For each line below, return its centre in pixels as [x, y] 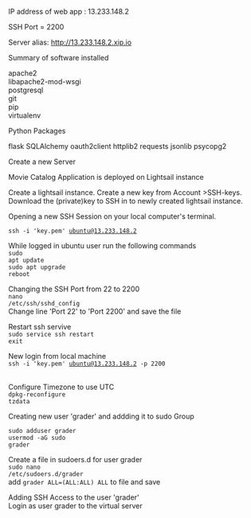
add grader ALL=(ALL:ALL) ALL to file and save [84, 482]
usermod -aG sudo [37, 438]
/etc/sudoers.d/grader [46, 474]
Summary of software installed [59, 58]
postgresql [26, 90]
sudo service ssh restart [51, 334]
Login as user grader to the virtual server [75, 506]
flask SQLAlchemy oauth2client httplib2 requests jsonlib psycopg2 [118, 146]
